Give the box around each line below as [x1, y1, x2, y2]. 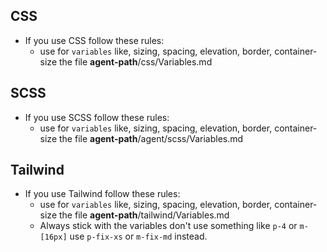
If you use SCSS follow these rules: [24, 111, 170, 123]
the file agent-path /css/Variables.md [59, 55, 213, 68]
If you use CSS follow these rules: [24, 34, 165, 46]
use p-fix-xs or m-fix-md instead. [69, 230, 208, 243]
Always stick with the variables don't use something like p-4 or [39, 220, 298, 232]
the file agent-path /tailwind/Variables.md [59, 209, 230, 221]
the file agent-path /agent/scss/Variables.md [59, 132, 244, 144]
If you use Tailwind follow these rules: [24, 188, 181, 200]
